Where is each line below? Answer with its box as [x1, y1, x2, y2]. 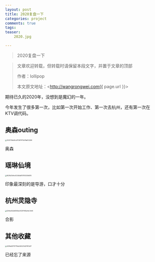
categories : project [5, 16, 47, 21]
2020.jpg [14, 35, 32, 39]
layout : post [5, 7, 32, 12]
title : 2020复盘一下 [5, 12, 44, 17]
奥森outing [5, 126, 38, 134]
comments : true [5, 20, 36, 26]
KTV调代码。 [5, 110, 31, 116]
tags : [5, 25, 16, 30]
